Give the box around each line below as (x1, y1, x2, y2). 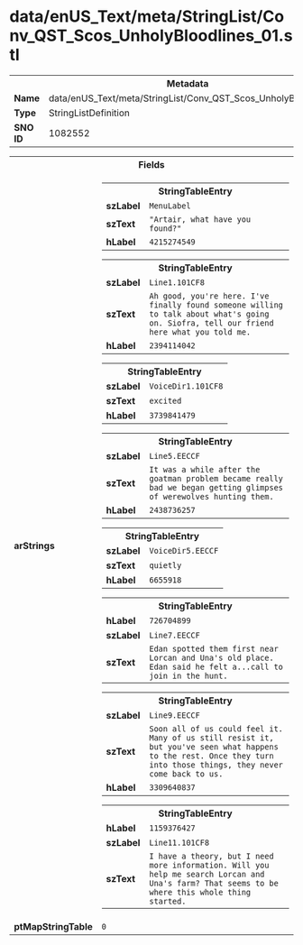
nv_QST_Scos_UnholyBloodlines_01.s (9, 25, 293, 46)
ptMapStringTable (14, 920, 93, 932)
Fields (138, 158, 165, 170)
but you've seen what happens (148, 741, 280, 752)
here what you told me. (148, 326, 252, 337)
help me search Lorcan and (148, 868, 265, 879)
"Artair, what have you (148, 214, 252, 225)
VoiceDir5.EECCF (148, 546, 219, 555)
